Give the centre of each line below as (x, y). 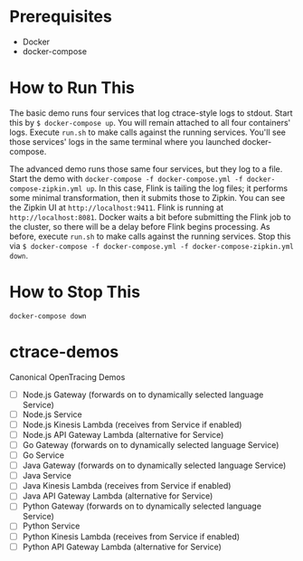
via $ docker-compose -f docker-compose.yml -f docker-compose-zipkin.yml (151, 245)
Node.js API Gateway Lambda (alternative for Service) (123, 434)
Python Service (51, 526)
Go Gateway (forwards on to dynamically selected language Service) (151, 445)
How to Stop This (75, 292)
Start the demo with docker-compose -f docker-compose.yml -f (126, 178)
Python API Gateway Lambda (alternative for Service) (122, 547)
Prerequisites (61, 17)
